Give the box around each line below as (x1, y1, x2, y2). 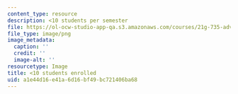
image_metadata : (7, 37, 55, 44)
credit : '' (13, 50, 46, 57)
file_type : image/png (7, 30, 72, 37)
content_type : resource (7, 10, 78, 18)
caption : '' (13, 43, 50, 50)
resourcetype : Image (7, 63, 69, 70)
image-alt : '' (13, 57, 55, 64)
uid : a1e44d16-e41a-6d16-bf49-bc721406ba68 (7, 76, 138, 83)
